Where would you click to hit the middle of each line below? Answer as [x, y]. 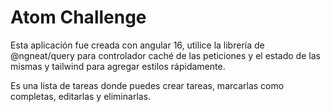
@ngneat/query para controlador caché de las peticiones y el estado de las [165, 55]
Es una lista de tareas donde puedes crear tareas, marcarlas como [147, 85]
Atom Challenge [78, 17]
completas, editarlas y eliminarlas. [81, 96]
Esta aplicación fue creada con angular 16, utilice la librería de [137, 45]
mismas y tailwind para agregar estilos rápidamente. [118, 66]
